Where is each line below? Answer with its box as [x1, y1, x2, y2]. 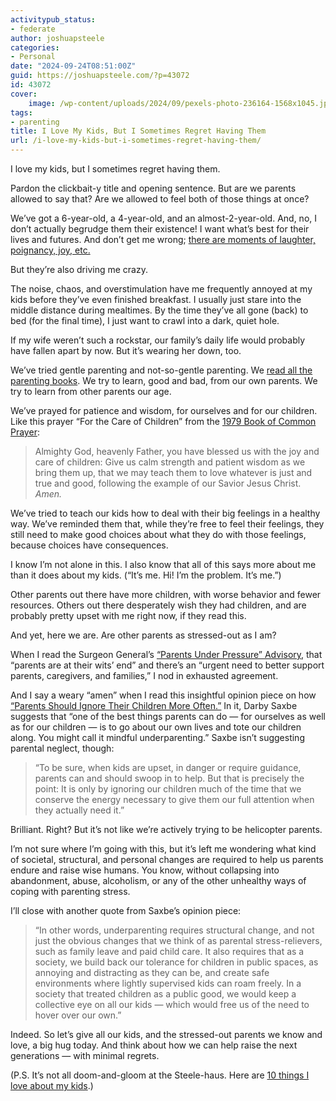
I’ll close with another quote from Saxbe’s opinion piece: [10, 905, 242, 916]
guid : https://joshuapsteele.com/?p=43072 [10, 71, 190, 81]
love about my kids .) [10, 1080, 94, 1091]
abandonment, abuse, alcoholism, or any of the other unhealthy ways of [10, 875, 307, 886]
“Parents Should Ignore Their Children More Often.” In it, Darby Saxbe [10, 700, 298, 711]
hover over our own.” [34, 1009, 122, 1021]
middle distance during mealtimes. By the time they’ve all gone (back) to [10, 304, 309, 316]
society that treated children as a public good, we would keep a [34, 988, 297, 1000]
